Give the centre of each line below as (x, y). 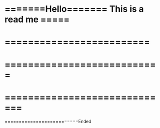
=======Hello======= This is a (74, 9)
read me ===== (37, 19)
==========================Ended (48, 121)
